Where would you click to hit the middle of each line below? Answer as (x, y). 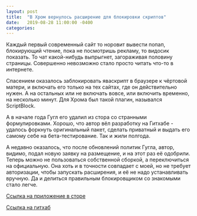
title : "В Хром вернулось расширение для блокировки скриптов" (86, 17)
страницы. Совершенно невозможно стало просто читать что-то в (90, 63)
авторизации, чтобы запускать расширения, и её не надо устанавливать (97, 172)
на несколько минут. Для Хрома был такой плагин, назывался (84, 100)
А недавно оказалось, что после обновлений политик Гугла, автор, (90, 147)
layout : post (22, 11)
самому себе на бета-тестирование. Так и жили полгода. (78, 136)
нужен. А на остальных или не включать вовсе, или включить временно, (98, 93)
